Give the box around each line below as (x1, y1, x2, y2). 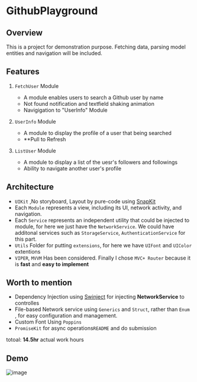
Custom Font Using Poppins (14, 318, 82, 326)
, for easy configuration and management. (14, 312, 118, 319)
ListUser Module (14, 147, 56, 154)
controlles (14, 300, 40, 307)
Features (6, 67, 40, 77)
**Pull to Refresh (23, 135, 66, 143)
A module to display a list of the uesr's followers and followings (23, 158, 178, 166)
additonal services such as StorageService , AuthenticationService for (14, 229, 186, 236)
